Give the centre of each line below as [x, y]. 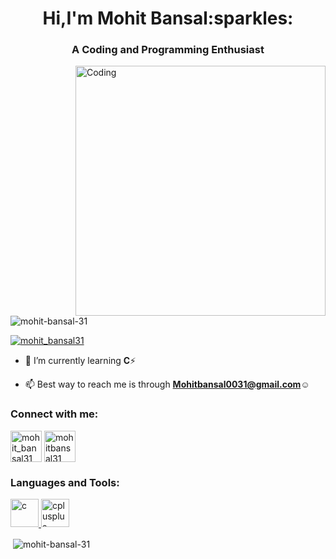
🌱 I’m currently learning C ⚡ [80, 361]
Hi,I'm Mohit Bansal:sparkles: [168, 18]
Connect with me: [54, 414]
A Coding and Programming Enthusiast [168, 50]
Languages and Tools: [65, 482]
